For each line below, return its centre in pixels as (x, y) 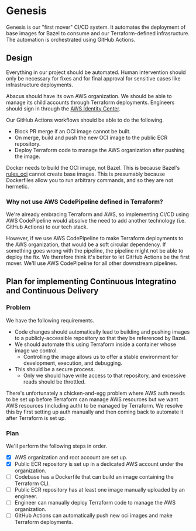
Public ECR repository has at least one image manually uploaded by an (100, 490)
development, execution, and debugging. (73, 363)
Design (19, 58)
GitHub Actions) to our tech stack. (47, 227)
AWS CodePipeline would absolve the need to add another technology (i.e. (96, 221)
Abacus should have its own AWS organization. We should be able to (89, 96)
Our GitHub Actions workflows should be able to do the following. (85, 120)
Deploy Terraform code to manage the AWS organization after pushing (99, 150)
